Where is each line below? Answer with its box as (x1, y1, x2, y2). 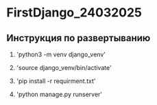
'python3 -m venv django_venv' (16, 50, 106, 58)
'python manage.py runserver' (16, 91, 103, 98)
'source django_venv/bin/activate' (16, 64, 112, 71)
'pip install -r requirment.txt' (16, 77, 96, 85)
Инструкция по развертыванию (6, 32, 151, 44)
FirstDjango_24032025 (6, 5, 142, 21)
